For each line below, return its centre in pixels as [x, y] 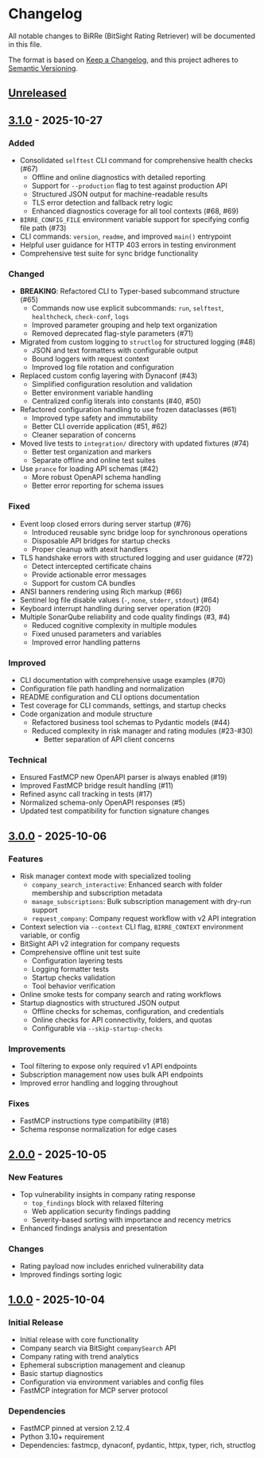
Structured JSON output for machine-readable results [120, 194]
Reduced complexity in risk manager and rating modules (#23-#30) [142, 731]
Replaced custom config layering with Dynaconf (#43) [109, 376]
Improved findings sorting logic [71, 1275]
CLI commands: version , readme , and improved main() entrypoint [126, 236]
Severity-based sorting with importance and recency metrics [131, 1220]
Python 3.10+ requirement [62, 1437]
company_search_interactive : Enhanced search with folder [127, 884]
